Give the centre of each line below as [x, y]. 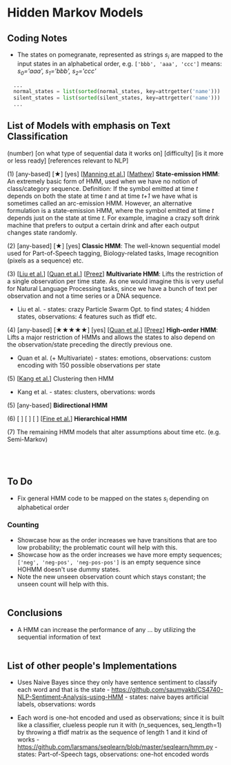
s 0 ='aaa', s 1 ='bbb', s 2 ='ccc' [57, 72]
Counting [23, 525]
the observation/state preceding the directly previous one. [90, 344]
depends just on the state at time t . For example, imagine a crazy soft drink [113, 218]
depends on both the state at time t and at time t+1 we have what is [102, 196]
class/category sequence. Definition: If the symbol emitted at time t [103, 188]
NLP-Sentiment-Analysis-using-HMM [70, 697]
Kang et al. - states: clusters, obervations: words [86, 391]
